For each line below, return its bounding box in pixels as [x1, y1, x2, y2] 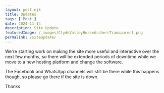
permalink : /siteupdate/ [5, 35, 56, 40]
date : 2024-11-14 [5, 21, 41, 26]
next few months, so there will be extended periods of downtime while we [5, 53, 156, 59]
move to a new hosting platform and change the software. [5, 59, 123, 65]
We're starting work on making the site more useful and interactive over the [5, 48, 160, 54]
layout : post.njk [5, 7, 41, 12]
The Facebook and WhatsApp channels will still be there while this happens [5, 68, 160, 74]
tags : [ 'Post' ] [5, 16, 37, 21]
